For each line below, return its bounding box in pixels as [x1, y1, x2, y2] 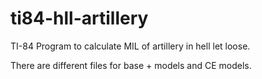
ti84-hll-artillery [10, 7, 149, 30]
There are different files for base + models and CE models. [10, 59, 252, 71]
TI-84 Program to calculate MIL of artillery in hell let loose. [10, 40, 251, 52]
